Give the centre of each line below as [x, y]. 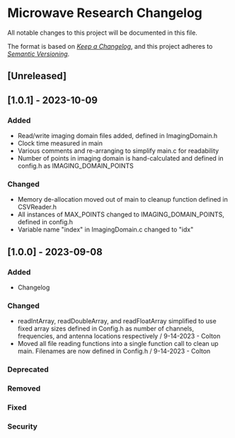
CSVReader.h [37, 207]
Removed [24, 388]
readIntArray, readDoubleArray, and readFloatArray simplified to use [117, 321]
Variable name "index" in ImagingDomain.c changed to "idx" [105, 230]
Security [22, 426]
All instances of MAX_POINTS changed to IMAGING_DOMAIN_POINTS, [121, 214]
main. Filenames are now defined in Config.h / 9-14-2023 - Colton [114, 351]
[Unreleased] [37, 76]
